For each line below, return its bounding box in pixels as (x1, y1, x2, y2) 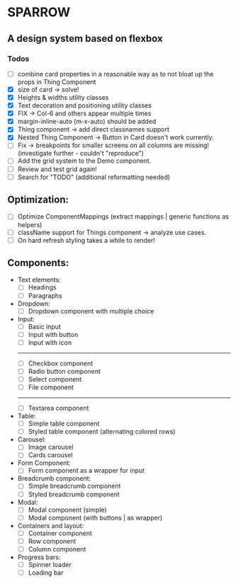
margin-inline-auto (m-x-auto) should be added (17, 118, 157, 126)
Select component (28, 374, 82, 383)
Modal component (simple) (28, 505, 108, 514)
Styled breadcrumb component (28, 490, 120, 498)
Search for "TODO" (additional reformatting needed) (17, 173, 171, 181)
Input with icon (28, 338, 72, 347)
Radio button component (28, 367, 101, 375)
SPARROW (7, 4, 71, 21)
